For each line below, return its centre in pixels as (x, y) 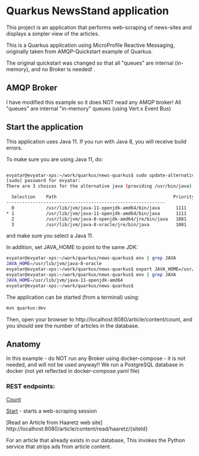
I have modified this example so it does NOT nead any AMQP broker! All (94, 102)
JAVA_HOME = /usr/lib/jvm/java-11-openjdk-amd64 (65, 280)
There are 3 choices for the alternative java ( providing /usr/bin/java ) (99, 186)
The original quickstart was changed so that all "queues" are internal (90, 63)
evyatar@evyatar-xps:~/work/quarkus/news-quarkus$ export (79, 269)
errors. (14, 148)
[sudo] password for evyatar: (44, 181)
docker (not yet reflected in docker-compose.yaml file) (73, 371)
